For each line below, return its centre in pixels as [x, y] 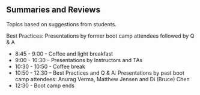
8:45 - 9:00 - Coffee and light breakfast [64, 54]
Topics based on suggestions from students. [62, 24]
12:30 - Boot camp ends [45, 85]
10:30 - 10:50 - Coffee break [50, 66]
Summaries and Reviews [53, 10]
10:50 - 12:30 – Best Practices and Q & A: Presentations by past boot [100, 73]
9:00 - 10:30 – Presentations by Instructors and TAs [79, 60]
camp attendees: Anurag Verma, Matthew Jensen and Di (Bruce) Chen [102, 79]
